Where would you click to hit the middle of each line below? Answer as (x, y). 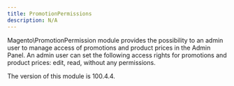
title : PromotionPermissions (50, 14)
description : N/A (32, 20)
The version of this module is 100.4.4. (61, 76)
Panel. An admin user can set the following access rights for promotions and (117, 55)
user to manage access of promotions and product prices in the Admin (109, 48)
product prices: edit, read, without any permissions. (81, 62)
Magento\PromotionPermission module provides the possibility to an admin (115, 40)
